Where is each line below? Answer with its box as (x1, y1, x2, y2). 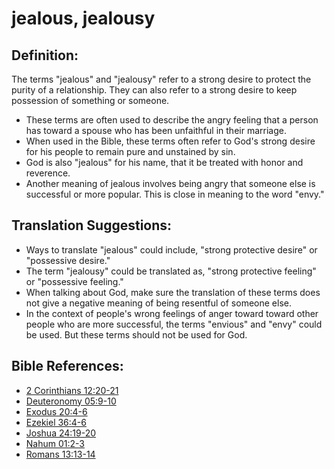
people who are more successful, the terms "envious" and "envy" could (25, 318, 323, 330)
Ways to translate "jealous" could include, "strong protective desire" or (25, 243, 318, 256)
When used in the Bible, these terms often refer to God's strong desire (25, 135, 316, 147)
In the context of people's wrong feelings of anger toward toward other (25, 307, 319, 319)
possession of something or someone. (11, 95, 170, 106)
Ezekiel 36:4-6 (25, 416, 87, 428)
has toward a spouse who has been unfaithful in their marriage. (25, 125, 287, 136)
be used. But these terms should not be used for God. (25, 328, 248, 341)
